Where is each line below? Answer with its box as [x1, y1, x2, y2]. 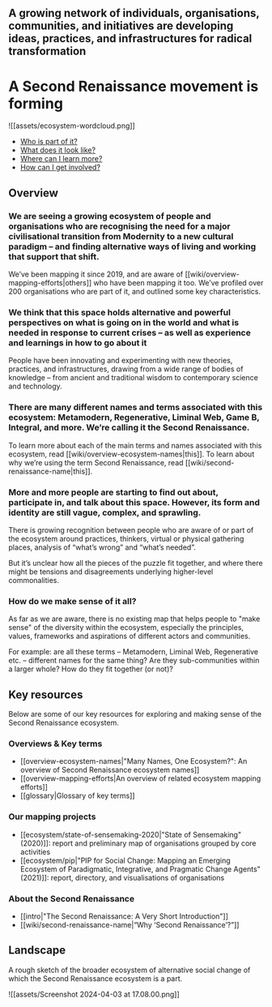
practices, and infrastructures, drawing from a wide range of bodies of [8, 364, 244, 374]
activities [19, 846, 51, 856]
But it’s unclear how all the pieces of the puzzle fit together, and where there [8, 558, 263, 568]
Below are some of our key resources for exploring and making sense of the [8, 709, 261, 719]
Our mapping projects [8, 811, 96, 822]
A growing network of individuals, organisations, [8, 6, 260, 20]
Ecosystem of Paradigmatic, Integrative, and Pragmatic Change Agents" [19, 863, 261, 874]
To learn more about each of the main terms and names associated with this [8, 440, 262, 450]
